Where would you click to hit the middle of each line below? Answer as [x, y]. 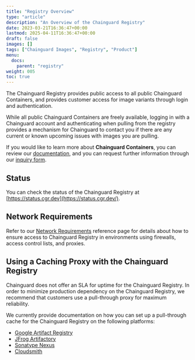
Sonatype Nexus [35, 345]
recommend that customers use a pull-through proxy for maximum [86, 297]
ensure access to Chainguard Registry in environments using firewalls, [91, 237]
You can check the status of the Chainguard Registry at [73, 192]
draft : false [22, 39]
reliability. [18, 304]
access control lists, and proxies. [46, 243]
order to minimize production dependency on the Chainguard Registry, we [95, 291]
